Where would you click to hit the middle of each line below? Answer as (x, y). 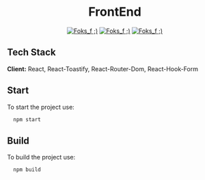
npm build (27, 170)
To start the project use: (41, 107)
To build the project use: (41, 157)
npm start (27, 119)
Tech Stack (31, 52)
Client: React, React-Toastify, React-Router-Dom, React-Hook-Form (102, 68)
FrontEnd (115, 12)
